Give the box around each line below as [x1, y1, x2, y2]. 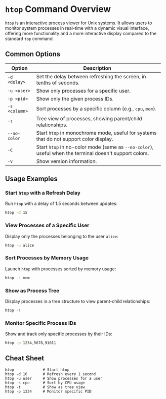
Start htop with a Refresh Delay [5, 190, 81, 197]
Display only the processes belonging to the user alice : [5, 233, 119, 239]
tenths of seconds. [36, 79, 80, 86]
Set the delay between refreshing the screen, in [36, 73, 147, 80]
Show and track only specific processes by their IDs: [5, 331, 113, 337]
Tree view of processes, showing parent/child [36, 115, 142, 122]
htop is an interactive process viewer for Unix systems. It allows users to [5, 20, 152, 26]
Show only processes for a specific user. [36, 87, 131, 94]
